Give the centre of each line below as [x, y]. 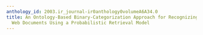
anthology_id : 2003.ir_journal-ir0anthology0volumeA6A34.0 [82, 12]
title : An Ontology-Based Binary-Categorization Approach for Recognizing [102, 17]
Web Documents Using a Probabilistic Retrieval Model [81, 23]
